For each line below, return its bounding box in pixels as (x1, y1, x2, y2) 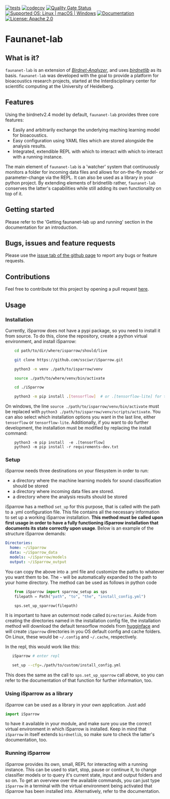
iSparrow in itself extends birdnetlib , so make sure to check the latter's (5, 731, 155, 737)
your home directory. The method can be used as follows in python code (5, 579, 157, 586)
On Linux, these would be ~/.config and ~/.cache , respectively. (5, 634, 138, 640)
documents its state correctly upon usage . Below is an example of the (5, 525, 154, 531)
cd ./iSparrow (14, 385, 44, 390)
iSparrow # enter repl (12, 654, 60, 659)
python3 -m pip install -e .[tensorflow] (14, 440, 105, 445)
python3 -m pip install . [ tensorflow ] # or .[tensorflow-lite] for (14, 394, 162, 399)
